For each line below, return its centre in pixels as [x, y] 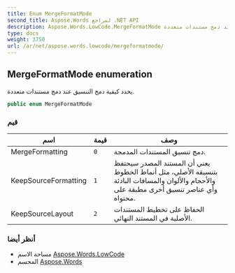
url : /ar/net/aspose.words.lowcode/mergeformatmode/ [86, 46]
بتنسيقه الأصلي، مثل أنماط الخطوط [166, 172]
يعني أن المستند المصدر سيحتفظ [162, 163]
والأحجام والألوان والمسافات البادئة [164, 180]
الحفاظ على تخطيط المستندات [159, 209]
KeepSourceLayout [42, 214]
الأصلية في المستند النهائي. [153, 218]
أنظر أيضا [21, 239]
